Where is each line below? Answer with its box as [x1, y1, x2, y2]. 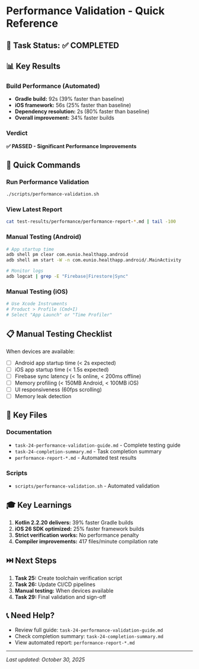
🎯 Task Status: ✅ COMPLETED [6, 40, 120, 50]
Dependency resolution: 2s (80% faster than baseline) [14, 108, 150, 115]
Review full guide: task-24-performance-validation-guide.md [14, 626, 163, 633]
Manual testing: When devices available [14, 587, 114, 594]
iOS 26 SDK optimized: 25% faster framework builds [14, 525, 145, 532]
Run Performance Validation [6, 178, 89, 186]
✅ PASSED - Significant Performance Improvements [6, 142, 137, 149]
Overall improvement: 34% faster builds [14, 114, 114, 121]
